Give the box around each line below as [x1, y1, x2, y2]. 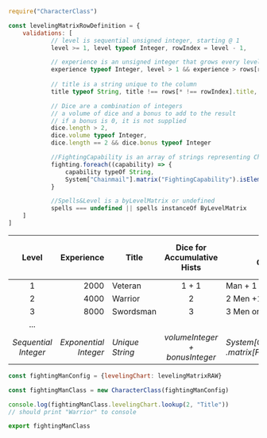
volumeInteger [164, 332, 219, 343]
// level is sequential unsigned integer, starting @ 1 [50, 36, 240, 44]
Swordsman [111, 305, 157, 317]
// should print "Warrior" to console [8, 408, 137, 416]
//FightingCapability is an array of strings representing [50, 153, 250, 161]
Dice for [176, 242, 207, 253]
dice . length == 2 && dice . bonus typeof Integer [50, 139, 212, 147]
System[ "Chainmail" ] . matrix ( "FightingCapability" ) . [64, 175, 240, 183]
